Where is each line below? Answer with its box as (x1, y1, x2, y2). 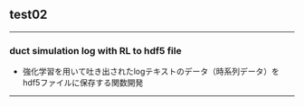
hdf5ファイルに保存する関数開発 (22, 77, 144, 88)
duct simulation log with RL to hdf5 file (9, 44, 183, 57)
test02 (9, 7, 48, 22)
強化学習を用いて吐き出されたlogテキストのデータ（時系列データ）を (22, 66, 280, 77)
